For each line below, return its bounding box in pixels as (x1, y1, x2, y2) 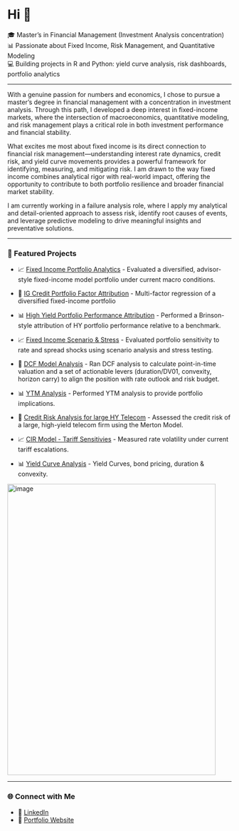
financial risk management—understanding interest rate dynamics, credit (7, 149, 221, 158)
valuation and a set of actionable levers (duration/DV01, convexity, (17, 367, 212, 376)
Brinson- (198, 311, 225, 320)
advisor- (196, 265, 222, 274)
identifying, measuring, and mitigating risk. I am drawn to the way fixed (7, 164, 216, 173)
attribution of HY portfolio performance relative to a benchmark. (33, 321, 221, 330)
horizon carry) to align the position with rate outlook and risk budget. (17, 374, 220, 384)
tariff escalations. (17, 445, 69, 454)
